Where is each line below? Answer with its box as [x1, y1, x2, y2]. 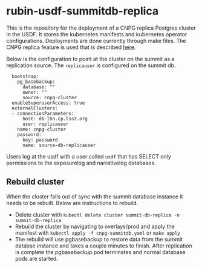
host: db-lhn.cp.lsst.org [22, 116, 88, 122]
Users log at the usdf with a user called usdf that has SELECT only [6, 152, 171, 160]
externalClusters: [11, 105, 59, 111]
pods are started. [15, 255, 59, 262]
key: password [22, 137, 59, 143]
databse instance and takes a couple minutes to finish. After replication [15, 242, 192, 249]
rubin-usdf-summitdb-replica [6, 4, 159, 18]
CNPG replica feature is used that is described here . [6, 44, 136, 51]
